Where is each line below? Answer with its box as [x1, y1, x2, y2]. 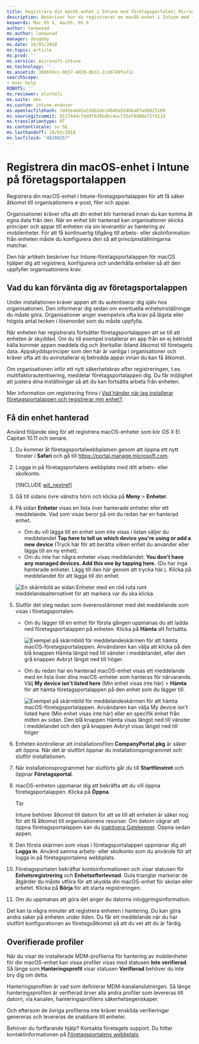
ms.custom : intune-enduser [6, 102, 73, 108]
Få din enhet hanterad [6, 412, 89, 422]
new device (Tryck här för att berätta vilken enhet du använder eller [24, 541, 190, 548]
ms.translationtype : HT [6, 119, 66, 125]
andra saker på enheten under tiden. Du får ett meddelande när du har [6, 913, 178, 921]
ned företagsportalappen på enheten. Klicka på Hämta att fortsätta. [24, 626, 188, 633]
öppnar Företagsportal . [15, 770, 73, 778]
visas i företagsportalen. [15, 608, 74, 615]
